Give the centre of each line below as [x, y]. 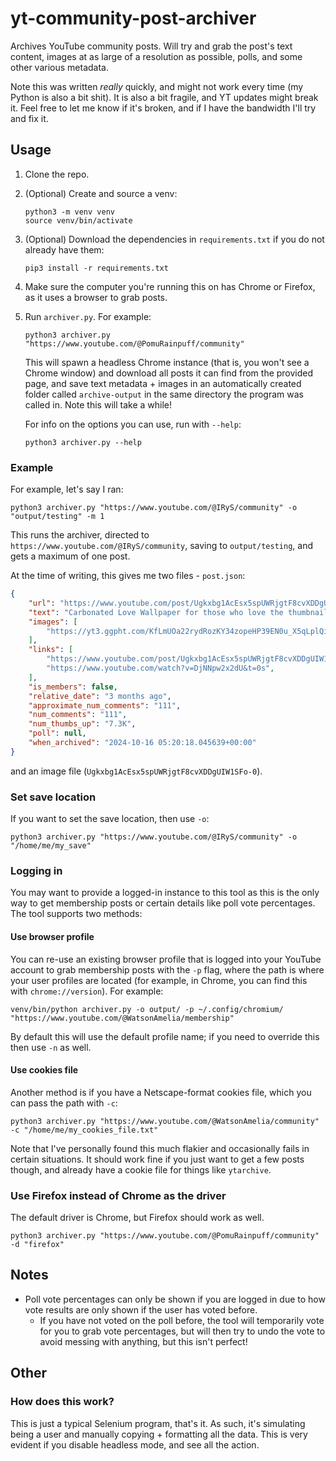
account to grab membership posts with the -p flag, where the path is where [167, 969]
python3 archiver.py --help [83, 442]
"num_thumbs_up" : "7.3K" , [82, 724]
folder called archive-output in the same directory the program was [164, 394]
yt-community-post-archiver [133, 18]
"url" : [42, 603]
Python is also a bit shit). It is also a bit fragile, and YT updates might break [164, 97]
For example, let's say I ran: [67, 489]
